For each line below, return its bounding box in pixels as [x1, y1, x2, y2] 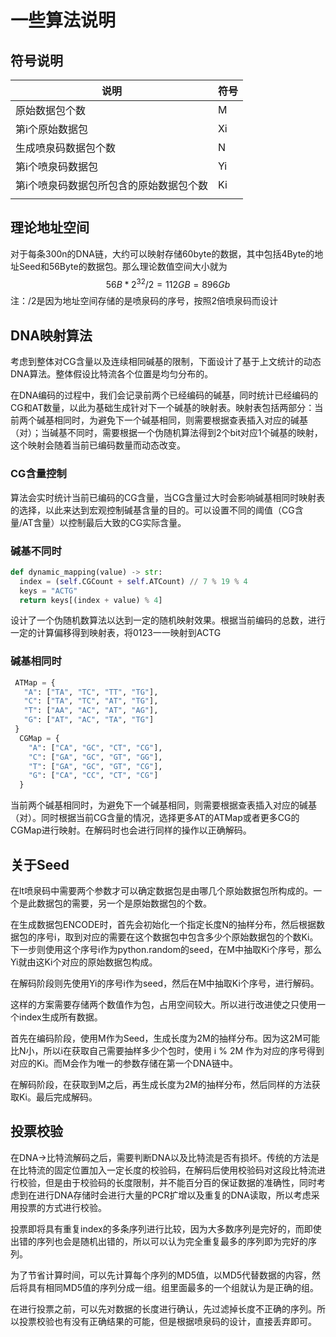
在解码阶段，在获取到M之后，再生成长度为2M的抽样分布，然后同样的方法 [10, 1078, 312, 1090]
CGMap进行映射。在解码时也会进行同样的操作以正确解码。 [10, 824, 252, 836]
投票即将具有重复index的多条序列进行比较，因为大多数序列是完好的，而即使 [10, 1222, 322, 1235]
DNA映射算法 [10, 327, 93, 344]
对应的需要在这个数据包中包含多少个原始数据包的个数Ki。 [82, 931, 319, 943]
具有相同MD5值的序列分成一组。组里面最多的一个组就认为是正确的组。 [27, 1281, 320, 1293]
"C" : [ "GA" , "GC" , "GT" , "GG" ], [28, 752, 163, 762]
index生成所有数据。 [18, 1011, 103, 1023]
